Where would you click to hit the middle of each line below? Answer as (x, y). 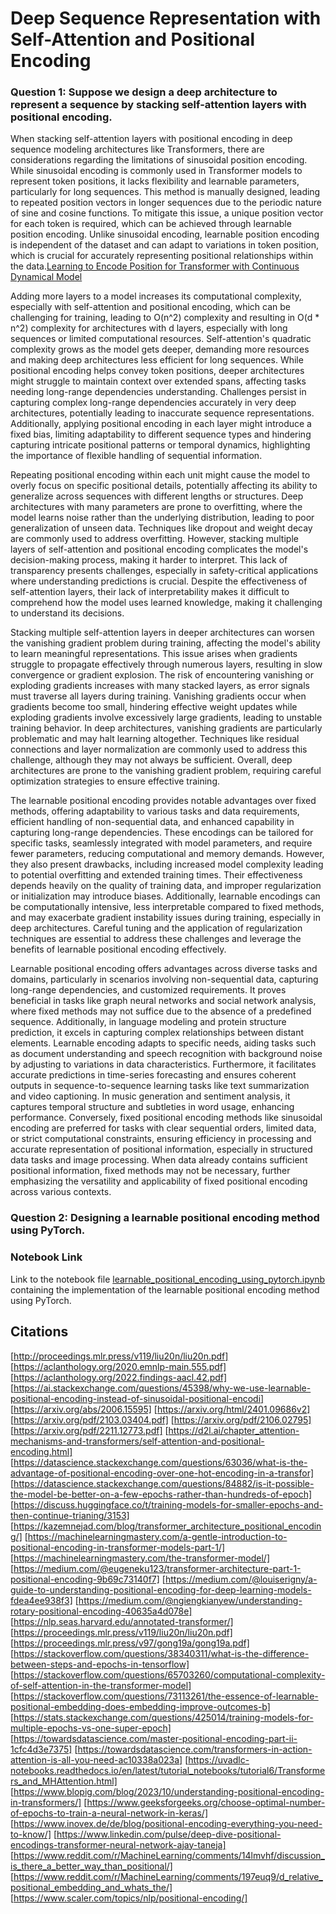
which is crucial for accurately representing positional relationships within (162, 256)
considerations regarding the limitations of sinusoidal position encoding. (159, 160)
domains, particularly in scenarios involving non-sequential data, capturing (164, 979)
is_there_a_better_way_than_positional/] (91, 1866)
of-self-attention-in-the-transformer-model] (101, 1685)
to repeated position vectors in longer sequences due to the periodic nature (166, 203)
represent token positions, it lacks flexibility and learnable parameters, (155, 181)
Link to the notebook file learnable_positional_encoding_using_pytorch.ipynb (168, 1279)
